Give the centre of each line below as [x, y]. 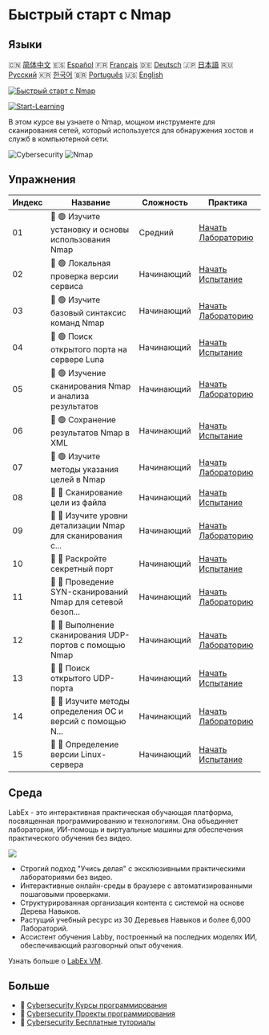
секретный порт [82, 568]
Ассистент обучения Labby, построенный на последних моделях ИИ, [139, 936]
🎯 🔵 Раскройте [79, 558]
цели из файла [78, 502]
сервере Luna [78, 359]
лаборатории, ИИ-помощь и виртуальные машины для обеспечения [126, 829]
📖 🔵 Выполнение [82, 625]
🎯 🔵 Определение [85, 744]
